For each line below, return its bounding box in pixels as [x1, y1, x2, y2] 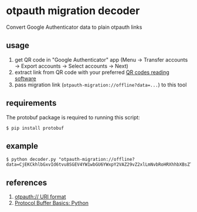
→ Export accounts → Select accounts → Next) [14, 62, 129, 69]
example [6, 141, 39, 151]
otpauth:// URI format [14, 193, 66, 200]
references [6, 177, 47, 187]
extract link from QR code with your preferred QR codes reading [14, 69, 170, 76]
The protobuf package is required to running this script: [6, 113, 140, 121]
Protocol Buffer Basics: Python [14, 200, 89, 207]
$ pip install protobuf [6, 125, 64, 131]
